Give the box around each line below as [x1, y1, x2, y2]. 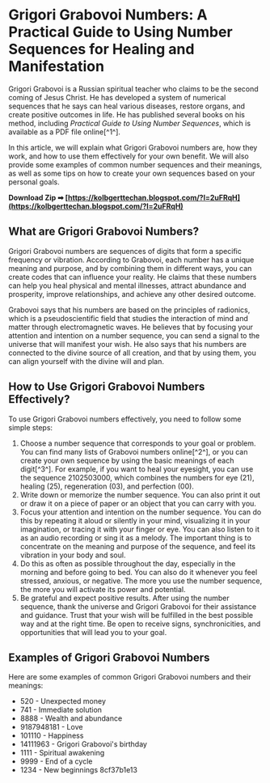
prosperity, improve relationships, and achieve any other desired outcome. [8, 289, 256, 298]
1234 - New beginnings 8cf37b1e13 [19, 765, 137, 775]
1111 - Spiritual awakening [19, 748, 105, 758]
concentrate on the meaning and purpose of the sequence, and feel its [19, 541, 256, 551]
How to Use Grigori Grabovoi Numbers [8, 380, 205, 394]
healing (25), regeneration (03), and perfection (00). [19, 481, 194, 491]
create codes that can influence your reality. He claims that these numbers [8, 272, 257, 281]
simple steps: [8, 422, 53, 432]
